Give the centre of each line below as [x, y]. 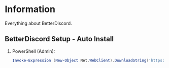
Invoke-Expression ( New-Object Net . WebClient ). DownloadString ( [80, 60]
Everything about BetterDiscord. [38, 23]
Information [30, 9]
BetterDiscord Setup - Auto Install [59, 39]
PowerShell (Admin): [33, 51]
